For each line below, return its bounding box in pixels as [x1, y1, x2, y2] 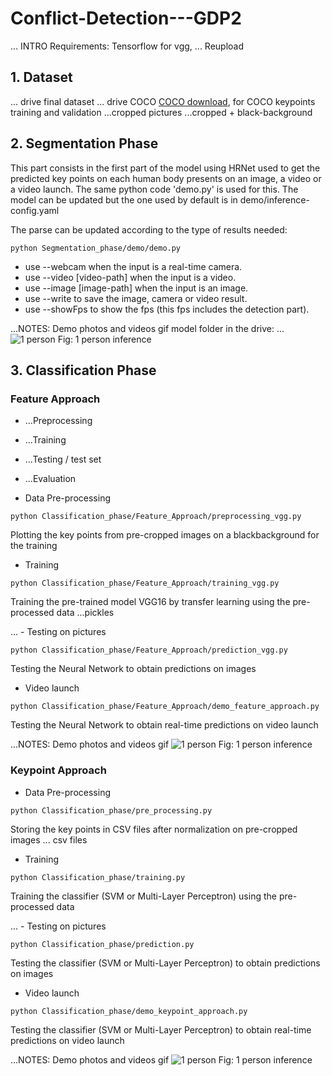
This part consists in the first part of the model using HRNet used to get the [10, 162, 321, 174]
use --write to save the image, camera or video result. [24, 292, 248, 304]
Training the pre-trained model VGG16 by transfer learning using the [10, 596, 291, 608]
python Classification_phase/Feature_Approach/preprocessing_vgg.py [10, 512, 302, 522]
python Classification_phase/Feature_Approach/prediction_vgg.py [10, 645, 288, 656]
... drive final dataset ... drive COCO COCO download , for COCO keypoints [10, 95, 316, 107]
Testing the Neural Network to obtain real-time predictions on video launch [10, 719, 319, 731]
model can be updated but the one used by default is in [10, 193, 238, 206]
